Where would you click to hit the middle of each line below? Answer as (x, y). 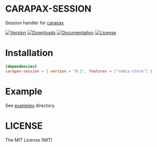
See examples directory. (31, 105)
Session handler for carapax (35, 23)
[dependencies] (21, 66)
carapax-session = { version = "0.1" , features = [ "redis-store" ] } (79, 71)
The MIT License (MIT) (29, 140)
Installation (29, 53)
